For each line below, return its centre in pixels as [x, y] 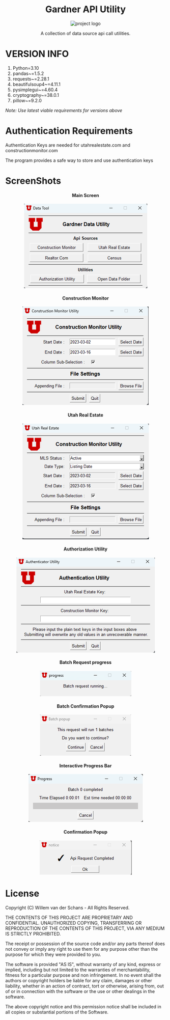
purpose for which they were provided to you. [53, 954]
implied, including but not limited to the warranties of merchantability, [78, 970]
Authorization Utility [86, 549]
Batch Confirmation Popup [86, 706]
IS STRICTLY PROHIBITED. [33, 933]
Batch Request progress [86, 663]
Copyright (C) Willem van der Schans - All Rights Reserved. [67, 907]
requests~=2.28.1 [31, 79]
